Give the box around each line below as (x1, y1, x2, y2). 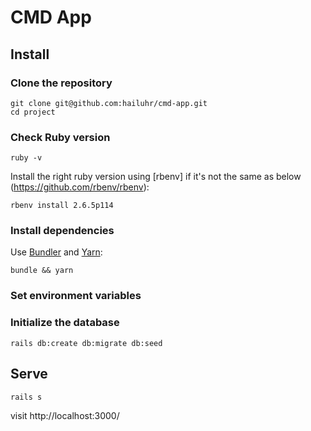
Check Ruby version (10, 130, 111, 144)
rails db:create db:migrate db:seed (10, 338, 163, 348)
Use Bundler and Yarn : (10, 246, 103, 258)
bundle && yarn (10, 266, 74, 276)
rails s (10, 392, 43, 402)
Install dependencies (10, 224, 115, 238)
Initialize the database (10, 316, 120, 330)
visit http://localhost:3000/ (10, 409, 120, 421)
